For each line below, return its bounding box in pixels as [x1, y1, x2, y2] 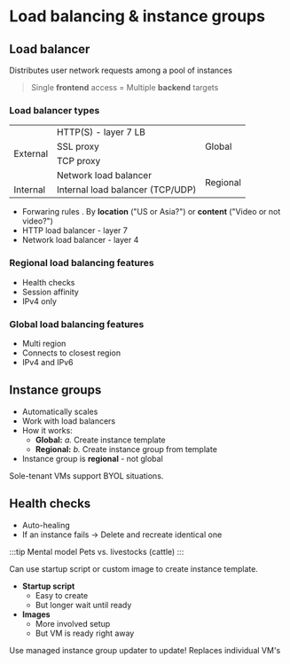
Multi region [21, 338, 67, 348]
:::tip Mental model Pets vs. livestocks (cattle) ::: [9, 546, 184, 557]
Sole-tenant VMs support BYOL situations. [9, 470, 164, 480]
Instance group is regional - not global [21, 453, 164, 464]
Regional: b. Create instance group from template [35, 443, 217, 454]
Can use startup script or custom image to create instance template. [9, 563, 259, 574]
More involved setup [35, 618, 111, 629]
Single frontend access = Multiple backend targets [30, 82, 219, 92]
